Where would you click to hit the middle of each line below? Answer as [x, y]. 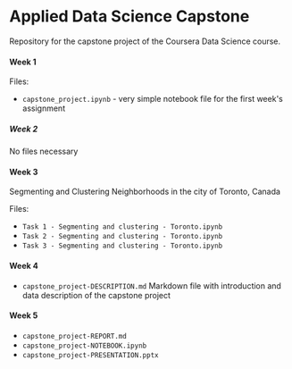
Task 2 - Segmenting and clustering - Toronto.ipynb [122, 237]
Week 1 [23, 62]
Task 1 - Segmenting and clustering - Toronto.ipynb [122, 227]
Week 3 [24, 172]
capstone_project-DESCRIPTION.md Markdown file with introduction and [151, 285]
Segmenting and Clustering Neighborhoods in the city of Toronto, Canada [145, 192]
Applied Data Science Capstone [129, 17]
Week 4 [24, 265]
